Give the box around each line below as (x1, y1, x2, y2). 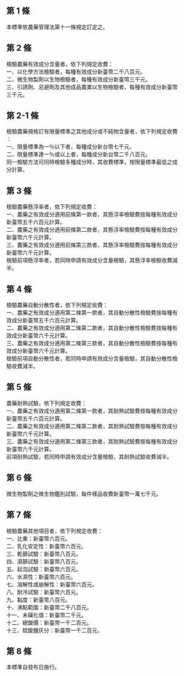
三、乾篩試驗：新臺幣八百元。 (6, 550, 81, 557)
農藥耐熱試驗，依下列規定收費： (6, 399, 87, 407)
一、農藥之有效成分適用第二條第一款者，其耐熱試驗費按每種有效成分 (6, 407, 178, 414)
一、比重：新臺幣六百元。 (6, 535, 71, 542)
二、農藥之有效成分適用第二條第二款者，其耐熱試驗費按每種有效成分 (6, 422, 178, 429)
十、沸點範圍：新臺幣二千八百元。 (6, 603, 92, 611)
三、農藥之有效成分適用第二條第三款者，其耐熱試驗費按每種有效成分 (6, 437, 178, 445)
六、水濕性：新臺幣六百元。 (6, 573, 76, 580)
